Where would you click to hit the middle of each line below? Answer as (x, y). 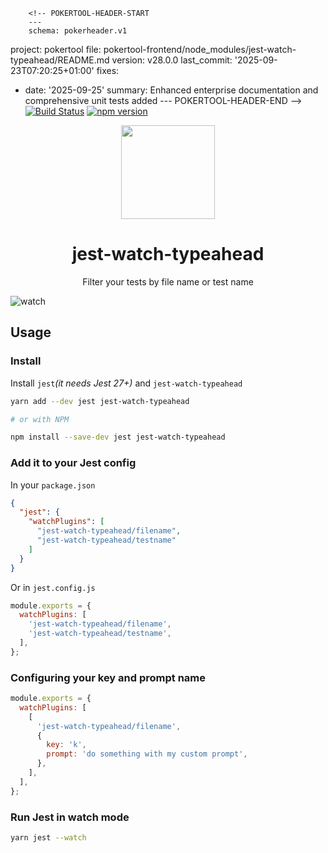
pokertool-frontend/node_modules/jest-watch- (200, 49)
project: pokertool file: (56, 49)
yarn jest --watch (48, 838)
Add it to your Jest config (73, 463)
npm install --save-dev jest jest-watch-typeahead (118, 437)
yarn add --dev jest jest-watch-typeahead (100, 401)
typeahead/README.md (60, 60)
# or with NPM (40, 419)
